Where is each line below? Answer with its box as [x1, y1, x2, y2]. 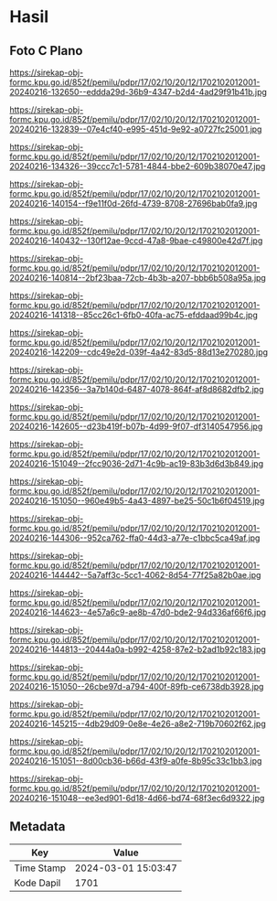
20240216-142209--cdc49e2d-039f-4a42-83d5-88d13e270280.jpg [9, 347, 268, 358]
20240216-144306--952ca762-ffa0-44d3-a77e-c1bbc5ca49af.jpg [9, 532, 261, 543]
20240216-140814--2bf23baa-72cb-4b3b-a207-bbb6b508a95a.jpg [9, 273, 267, 283]
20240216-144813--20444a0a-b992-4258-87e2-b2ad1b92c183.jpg [9, 644, 267, 655]
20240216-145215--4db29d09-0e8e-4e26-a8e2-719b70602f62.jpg [9, 718, 267, 729]
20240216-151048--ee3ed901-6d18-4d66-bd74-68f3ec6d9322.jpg [9, 793, 265, 803]
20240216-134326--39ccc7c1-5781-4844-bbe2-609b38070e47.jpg [9, 161, 266, 171]
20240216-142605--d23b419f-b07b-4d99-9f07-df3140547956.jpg [9, 421, 263, 432]
